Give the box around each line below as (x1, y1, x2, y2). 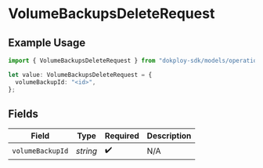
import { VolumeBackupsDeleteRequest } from (8, 57, 156, 64)
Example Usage (8, 36, 86, 49)
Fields (8, 107, 39, 120)
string (75, 145, 98, 156)
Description (146, 130, 192, 141)
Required (104, 130, 139, 141)
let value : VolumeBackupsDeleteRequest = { (8, 71, 153, 79)
